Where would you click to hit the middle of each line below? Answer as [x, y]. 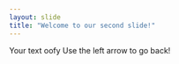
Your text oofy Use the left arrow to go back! [90, 50]
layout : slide [35, 17]
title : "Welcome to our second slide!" [82, 25]
